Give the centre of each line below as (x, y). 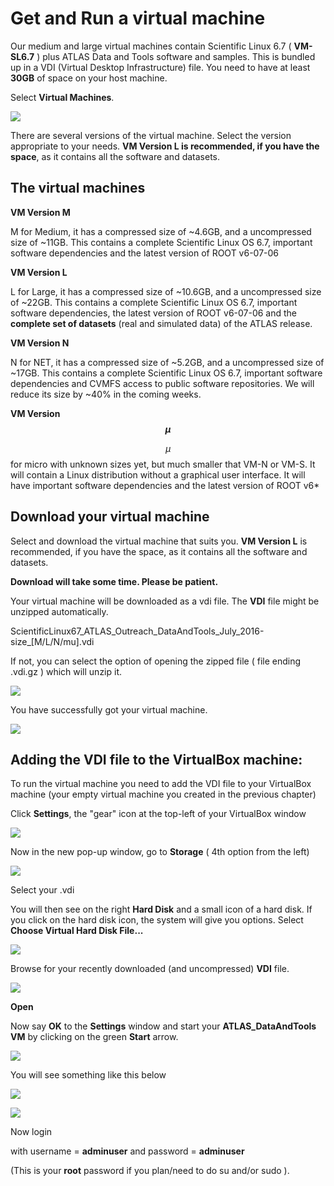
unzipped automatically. (59, 611)
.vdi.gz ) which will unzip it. (66, 671)
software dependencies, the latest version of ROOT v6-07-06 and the (154, 313)
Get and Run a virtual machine (138, 18)
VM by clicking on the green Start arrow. (94, 1037)
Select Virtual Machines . (62, 97)
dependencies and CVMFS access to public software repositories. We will (162, 383)
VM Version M (40, 212)
